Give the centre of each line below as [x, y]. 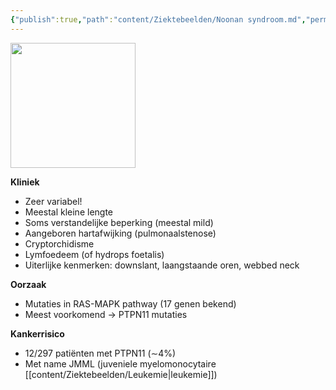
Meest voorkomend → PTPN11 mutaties [106, 314]
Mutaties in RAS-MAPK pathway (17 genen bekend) [130, 303]
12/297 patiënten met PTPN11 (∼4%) [100, 353]
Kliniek [25, 182]
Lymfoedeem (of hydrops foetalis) [94, 254]
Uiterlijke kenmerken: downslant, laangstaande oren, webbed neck [162, 265]
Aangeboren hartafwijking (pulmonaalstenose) [120, 233]
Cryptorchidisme [59, 243]
